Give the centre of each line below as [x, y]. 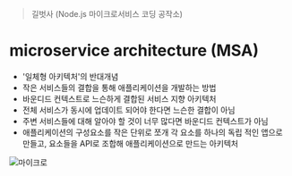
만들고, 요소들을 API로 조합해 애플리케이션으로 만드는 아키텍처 [130, 143]
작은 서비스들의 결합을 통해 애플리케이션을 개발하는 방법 [119, 88]
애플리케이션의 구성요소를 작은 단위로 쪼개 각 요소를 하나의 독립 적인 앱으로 [153, 132]
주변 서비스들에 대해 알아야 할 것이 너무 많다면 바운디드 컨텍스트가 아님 [145, 121]
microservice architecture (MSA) [134, 50]
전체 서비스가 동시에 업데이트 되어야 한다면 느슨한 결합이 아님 [129, 110]
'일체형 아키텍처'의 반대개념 [70, 76]
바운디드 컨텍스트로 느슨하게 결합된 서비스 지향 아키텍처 [119, 98]
